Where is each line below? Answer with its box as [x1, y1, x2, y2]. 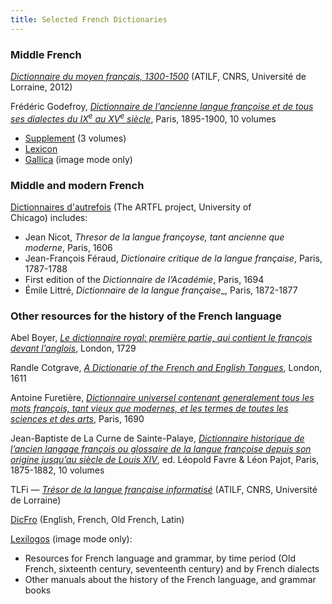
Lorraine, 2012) [10, 81, 73, 93]
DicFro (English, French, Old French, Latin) [10, 514, 185, 526]
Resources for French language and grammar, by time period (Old [24, 552, 296, 565]
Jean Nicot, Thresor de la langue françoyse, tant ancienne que [24, 231, 285, 243]
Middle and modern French [10, 178, 145, 192]
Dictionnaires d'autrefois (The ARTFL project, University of [10, 201, 252, 213]
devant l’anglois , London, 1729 [10, 342, 137, 355]
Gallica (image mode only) [24, 153, 133, 165]
